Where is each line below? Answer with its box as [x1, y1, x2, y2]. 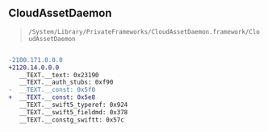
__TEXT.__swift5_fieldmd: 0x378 [19, 108, 128, 116]
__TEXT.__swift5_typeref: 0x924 [19, 101, 128, 109]
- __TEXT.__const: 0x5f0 [8, 86, 95, 94]
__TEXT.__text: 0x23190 [19, 71, 99, 79]
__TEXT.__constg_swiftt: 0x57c [19, 116, 125, 124]
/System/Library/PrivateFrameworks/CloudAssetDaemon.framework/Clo [27, 27, 260, 35]
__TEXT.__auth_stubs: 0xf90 [19, 78, 114, 87]
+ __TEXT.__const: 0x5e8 [8, 93, 95, 101]
